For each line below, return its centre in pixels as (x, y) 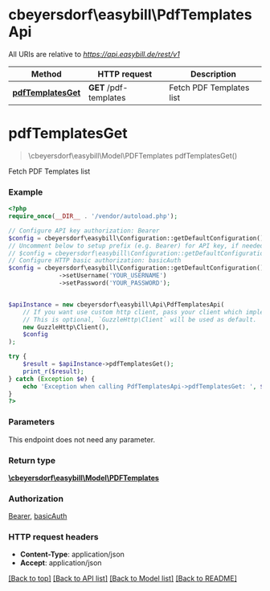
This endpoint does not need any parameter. (82, 439)
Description (213, 74)
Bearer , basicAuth (38, 516)
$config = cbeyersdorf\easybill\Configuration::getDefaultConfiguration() (136, 268)
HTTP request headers (53, 537)
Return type (32, 460)
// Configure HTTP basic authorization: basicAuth (95, 261)
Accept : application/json (61, 563)
